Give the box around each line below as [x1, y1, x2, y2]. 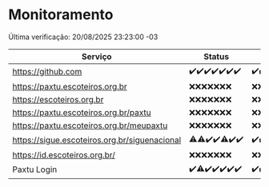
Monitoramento [8, 6, 114, 24]
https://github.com [12, 66, 82, 78]
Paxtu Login [12, 164, 58, 175]
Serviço [81, 50, 112, 62]
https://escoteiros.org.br [12, 93, 104, 105]
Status [203, 50, 230, 62]
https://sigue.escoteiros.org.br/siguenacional [12, 134, 182, 145]
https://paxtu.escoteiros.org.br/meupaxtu [12, 120, 168, 131]
